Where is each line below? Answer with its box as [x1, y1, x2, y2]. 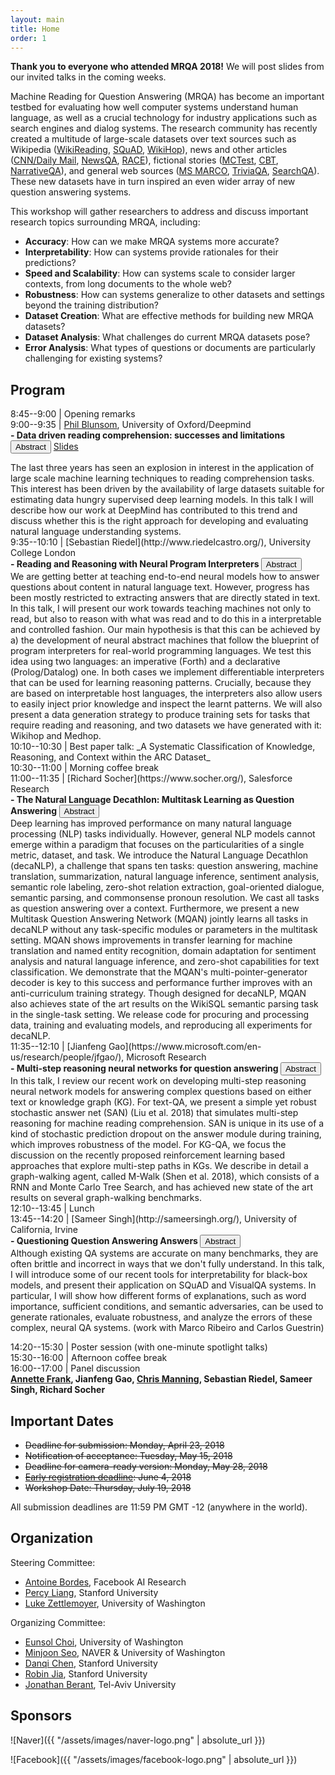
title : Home [10, 24, 60, 34]
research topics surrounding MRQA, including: [10, 216, 201, 228]
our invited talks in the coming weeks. [10, 71, 167, 83]
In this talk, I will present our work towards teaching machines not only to [10, 602, 312, 615]
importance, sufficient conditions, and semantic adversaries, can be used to [10, 1301, 324, 1313]
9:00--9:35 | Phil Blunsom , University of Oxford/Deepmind [10, 419, 252, 431]
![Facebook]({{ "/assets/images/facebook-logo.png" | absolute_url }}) [10, 1753, 298, 1765]
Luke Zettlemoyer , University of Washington [24, 1597, 206, 1609]
